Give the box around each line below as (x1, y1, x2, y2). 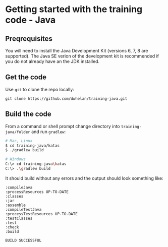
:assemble (5, 203, 26, 208)
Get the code (5, 73, 47, 82)
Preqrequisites (5, 34, 53, 43)
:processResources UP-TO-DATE (5, 189, 69, 195)
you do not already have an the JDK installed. (5, 58, 100, 64)
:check (5, 224, 19, 230)
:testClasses (5, 216, 33, 221)
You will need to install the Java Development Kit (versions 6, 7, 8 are (5, 48, 148, 53)
